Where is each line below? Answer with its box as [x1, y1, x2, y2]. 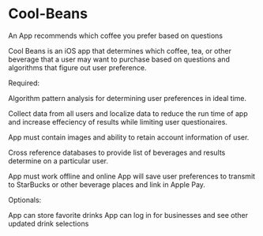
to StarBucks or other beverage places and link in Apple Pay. [8, 179, 205, 189]
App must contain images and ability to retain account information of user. [8, 132, 250, 142]
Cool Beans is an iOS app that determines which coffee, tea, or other [8, 46, 231, 55]
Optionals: [8, 195, 42, 204]
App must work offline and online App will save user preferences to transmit [8, 171, 255, 181]
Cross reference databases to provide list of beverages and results [8, 148, 226, 157]
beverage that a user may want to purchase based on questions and [8, 54, 231, 64]
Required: [8, 78, 40, 88]
